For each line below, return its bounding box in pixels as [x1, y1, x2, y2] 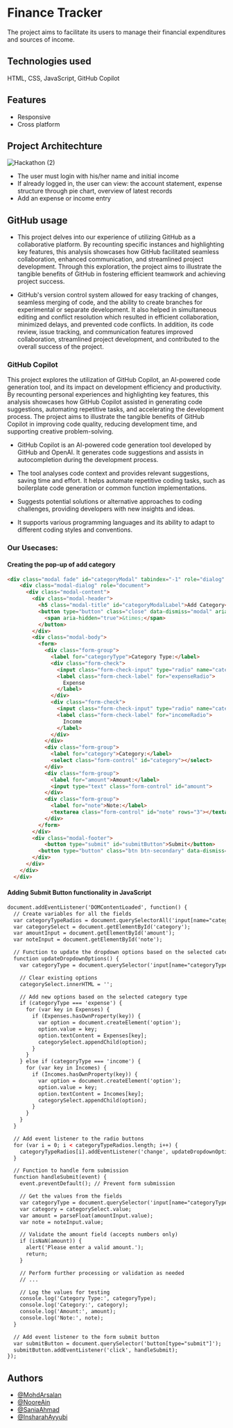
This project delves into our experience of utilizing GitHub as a [17, 233, 196, 241]
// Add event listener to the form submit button [13, 1333, 159, 1340]
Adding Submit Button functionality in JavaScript [7, 889, 152, 897]
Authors [7, 1372, 44, 1384]
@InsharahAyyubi [17, 1413, 68, 1421]
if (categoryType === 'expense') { [19, 1000, 123, 1007]
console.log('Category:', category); [19, 1301, 129, 1309]
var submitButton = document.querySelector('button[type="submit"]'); [13, 1340, 222, 1347]
